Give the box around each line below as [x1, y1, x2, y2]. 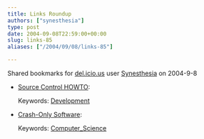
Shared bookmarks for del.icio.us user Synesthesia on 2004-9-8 [7, 69, 198, 77]
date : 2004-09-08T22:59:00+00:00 [7, 30, 107, 38]
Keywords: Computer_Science [17, 124, 107, 132]
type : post [7, 23, 40, 30]
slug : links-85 [7, 37, 53, 44]
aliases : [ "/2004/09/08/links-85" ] [7, 43, 113, 50]
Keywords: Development [17, 96, 91, 105]
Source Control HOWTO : [17, 83, 91, 91]
